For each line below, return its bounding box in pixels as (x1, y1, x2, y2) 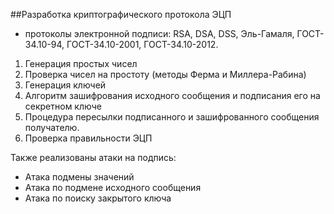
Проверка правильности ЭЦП (24, 132, 153, 144)
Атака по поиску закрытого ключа (24, 192, 172, 204)
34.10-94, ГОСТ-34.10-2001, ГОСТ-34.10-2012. (24, 39, 219, 50)
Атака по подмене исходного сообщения (24, 182, 202, 193)
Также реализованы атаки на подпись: (10, 152, 177, 163)
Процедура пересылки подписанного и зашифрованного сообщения (24, 111, 320, 123)
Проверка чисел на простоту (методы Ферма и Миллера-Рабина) (24, 69, 307, 80)
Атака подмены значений (24, 171, 135, 183)
